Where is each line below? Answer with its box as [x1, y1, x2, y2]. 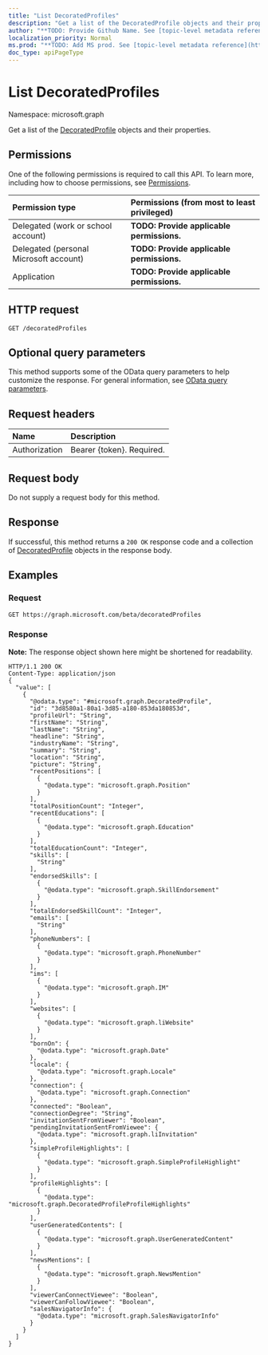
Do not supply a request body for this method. [8, 492, 160, 502]
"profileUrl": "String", [29, 711, 112, 719]
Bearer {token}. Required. [70, 444, 165, 456]
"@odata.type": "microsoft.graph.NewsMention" [43, 1270, 202, 1278]
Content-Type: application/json [8, 670, 116, 677]
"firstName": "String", [29, 718, 109, 726]
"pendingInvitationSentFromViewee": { [29, 1123, 159, 1132]
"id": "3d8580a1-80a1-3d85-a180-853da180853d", [29, 704, 191, 713]
